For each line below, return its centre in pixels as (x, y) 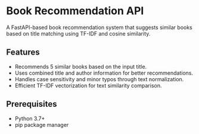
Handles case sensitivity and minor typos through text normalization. (99, 79)
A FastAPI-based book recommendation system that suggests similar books (99, 27)
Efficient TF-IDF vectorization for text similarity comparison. (88, 85)
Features (23, 52)
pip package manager (42, 125)
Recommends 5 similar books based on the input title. (81, 66)
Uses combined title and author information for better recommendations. (104, 73)
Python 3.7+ (30, 118)
